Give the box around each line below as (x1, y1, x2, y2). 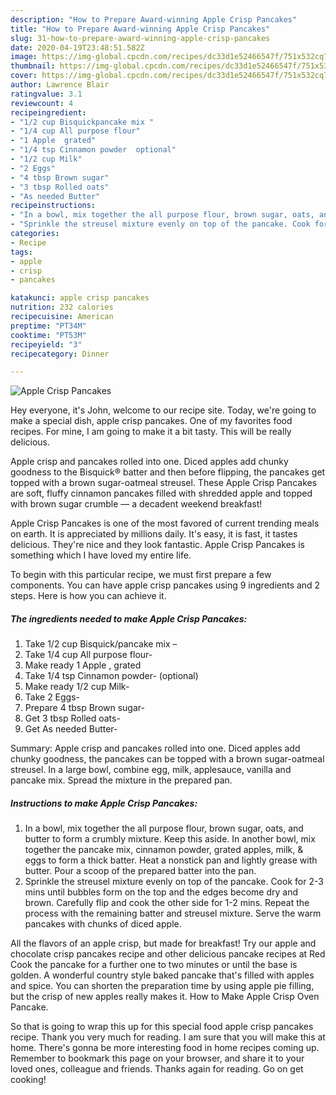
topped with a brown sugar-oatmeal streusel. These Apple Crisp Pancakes (10, 477, 318, 489)
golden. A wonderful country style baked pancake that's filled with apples (10, 969, 315, 981)
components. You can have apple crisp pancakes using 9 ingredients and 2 (10, 579, 321, 591)
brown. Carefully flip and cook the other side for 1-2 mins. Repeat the (24, 897, 310, 909)
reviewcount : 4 (10, 98, 74, 108)
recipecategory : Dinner (10, 349, 110, 359)
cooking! (10, 1074, 47, 1086)
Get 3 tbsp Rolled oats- (24, 712, 121, 725)
